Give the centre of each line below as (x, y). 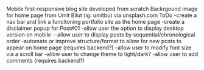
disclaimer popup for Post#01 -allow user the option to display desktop (95, 28)
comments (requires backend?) (46, 61)
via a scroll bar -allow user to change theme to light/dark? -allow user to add (102, 54)
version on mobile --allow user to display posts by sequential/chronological (101, 35)
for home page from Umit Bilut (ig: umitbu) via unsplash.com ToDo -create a (102, 15)
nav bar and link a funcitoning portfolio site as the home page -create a (95, 22)
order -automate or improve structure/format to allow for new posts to (94, 41)
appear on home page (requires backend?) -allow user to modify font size (99, 47)
